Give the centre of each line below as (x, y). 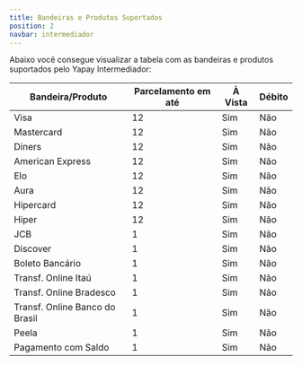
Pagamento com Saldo (62, 348)
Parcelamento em (173, 91)
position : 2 (31, 26)
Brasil (26, 318)
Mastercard (38, 133)
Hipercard (35, 205)
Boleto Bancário (48, 264)
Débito (274, 97)
